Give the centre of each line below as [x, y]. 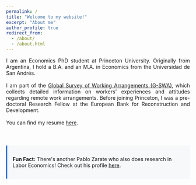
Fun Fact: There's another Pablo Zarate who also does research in [92, 159]
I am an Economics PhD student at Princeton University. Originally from [98, 60]
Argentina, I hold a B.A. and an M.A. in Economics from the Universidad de [98, 67]
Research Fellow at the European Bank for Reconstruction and [109, 104]
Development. [23, 110]
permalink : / [22, 11]
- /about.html [28, 44]
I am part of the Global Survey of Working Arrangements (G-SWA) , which [98, 85]
